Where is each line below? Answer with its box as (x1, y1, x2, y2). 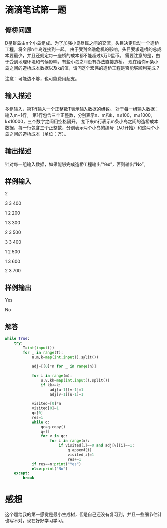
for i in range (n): (49, 438, 90, 443)
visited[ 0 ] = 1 (31, 406, 59, 411)
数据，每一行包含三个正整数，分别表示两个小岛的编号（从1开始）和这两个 (5, 124, 155, 130)
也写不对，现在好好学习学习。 (5, 518, 66, 524)
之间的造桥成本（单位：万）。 (9, 131, 69, 137)
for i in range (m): (31, 373, 72, 378)
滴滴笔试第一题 (5, 4, 67, 16)
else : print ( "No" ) (31, 466, 68, 471)
